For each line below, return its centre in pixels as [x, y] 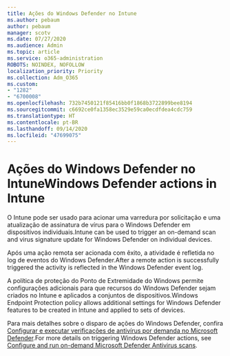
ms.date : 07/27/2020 [37, 39]
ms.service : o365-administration [55, 59]
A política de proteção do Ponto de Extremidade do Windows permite [105, 281]
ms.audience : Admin [35, 45]
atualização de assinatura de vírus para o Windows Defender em [99, 225]
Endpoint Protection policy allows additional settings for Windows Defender [114, 303]
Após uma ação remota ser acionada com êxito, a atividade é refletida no [111, 253]
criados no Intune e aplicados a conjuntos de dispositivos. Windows [103, 295]
